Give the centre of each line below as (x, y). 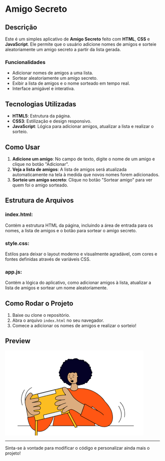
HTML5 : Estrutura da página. (41, 116)
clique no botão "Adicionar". (41, 164)
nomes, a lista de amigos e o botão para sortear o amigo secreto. (71, 230)
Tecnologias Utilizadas (41, 104)
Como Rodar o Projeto (39, 303)
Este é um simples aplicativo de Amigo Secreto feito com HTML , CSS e (78, 39)
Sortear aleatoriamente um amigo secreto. (55, 78)
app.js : (14, 272)
